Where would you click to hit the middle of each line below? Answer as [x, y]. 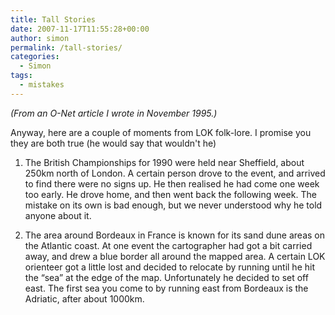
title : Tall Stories [53, 19]
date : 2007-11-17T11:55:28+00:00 [80, 29]
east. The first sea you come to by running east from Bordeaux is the [166, 288]
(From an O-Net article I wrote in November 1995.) [114, 113]
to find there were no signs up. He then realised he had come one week [172, 183]
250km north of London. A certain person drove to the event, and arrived [175, 173]
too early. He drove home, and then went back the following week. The [170, 194]
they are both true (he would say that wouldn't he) [113, 143]
